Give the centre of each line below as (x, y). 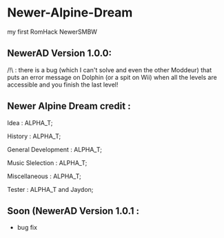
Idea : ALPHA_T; (30, 122)
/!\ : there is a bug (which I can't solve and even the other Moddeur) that (110, 69)
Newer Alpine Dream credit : (69, 106)
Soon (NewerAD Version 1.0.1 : (73, 211)
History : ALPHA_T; (34, 136)
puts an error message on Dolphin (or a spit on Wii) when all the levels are (112, 77)
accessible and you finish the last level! (63, 85)
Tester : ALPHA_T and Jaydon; (50, 189)
